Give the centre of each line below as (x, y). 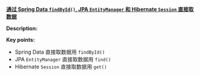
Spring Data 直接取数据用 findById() (60, 52)
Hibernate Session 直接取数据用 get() (61, 67)
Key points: (21, 40)
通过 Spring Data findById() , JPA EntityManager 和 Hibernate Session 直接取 (100, 9)
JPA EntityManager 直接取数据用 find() (63, 59)
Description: (22, 28)
